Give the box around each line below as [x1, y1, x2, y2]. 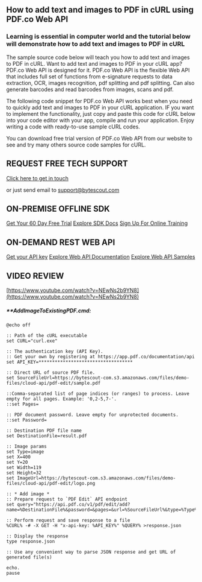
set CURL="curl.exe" [6, 338, 58, 344]
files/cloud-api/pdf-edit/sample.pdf [6, 380, 101, 386]
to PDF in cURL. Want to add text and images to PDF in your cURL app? [6, 60, 182, 67]
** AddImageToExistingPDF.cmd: [6, 307, 91, 314]
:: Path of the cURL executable [6, 332, 87, 338]
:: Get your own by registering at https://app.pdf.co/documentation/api [6, 353, 195, 359]
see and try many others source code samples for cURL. [6, 141, 146, 148]
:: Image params [6, 443, 47, 449]
